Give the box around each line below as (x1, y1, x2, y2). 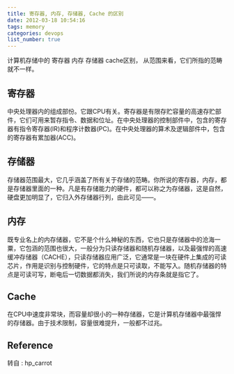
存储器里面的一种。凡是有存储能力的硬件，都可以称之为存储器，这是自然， (13, 184, 227, 193)
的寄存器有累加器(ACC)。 (7, 133, 80, 142)
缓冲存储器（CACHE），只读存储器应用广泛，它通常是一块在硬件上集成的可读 (7, 253, 227, 261)
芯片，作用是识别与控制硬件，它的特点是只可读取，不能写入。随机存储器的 (7, 261, 221, 269)
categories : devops (7, 29, 64, 37)
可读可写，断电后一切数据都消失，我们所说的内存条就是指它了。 (19, 270, 203, 278)
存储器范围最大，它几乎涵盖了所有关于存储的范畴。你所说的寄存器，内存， (7, 175, 221, 184)
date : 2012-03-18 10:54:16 (7, 17, 86, 24)
